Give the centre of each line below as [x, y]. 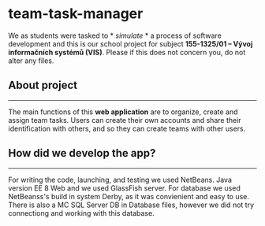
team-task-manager [76, 14]
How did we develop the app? [82, 153]
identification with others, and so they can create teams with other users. [127, 128]
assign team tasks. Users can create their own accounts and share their [125, 120]
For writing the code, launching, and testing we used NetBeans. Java [120, 180]
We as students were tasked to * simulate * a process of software [115, 35]
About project [43, 85]
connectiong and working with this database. [82, 213]
